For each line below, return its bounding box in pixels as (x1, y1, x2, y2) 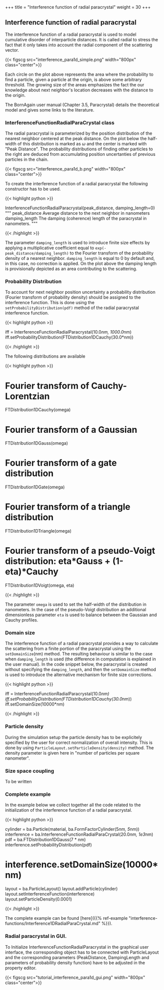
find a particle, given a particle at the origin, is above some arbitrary (5, 76, 142, 83)
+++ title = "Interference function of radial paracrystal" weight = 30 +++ (5, 4, 151, 10)
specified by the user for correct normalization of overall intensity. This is (5, 739, 153, 745)
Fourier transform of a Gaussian (5, 424, 138, 435)
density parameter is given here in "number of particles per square (5, 750, 140, 756)
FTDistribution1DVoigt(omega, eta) (5, 582, 74, 589)
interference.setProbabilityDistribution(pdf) (5, 842, 92, 848)
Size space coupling (5, 767, 54, 774)
